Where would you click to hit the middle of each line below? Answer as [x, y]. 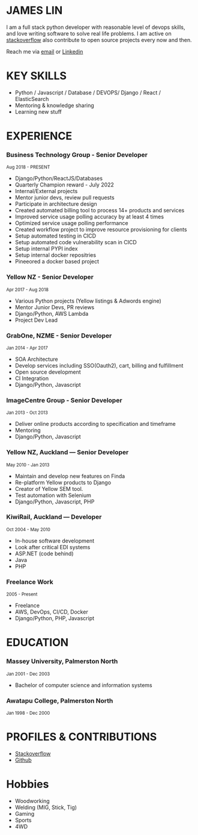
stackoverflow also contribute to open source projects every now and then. [99, 40]
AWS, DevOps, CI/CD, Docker [51, 612]
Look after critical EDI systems [52, 547]
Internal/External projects [46, 191]
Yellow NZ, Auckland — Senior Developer [67, 452]
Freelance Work [30, 582]
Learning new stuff [38, 111]
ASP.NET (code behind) [44, 553]
